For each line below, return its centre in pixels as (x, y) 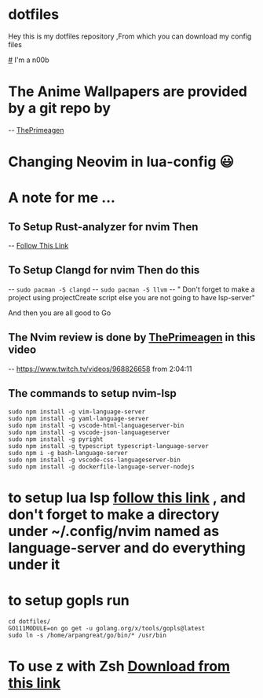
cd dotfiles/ (29, 621)
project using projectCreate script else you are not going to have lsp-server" (131, 297)
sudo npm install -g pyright (56, 439)
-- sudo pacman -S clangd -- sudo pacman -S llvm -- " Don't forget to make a (131, 289)
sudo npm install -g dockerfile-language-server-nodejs (101, 467)
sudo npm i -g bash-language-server (68, 453)
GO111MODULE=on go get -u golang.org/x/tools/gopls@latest (107, 628)
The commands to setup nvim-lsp (92, 393)
